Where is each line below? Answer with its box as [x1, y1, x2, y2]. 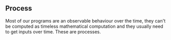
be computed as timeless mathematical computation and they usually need [5, 23, 164, 29]
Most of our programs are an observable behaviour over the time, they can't [5, 17, 166, 24]
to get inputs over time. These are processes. [5, 28, 101, 35]
